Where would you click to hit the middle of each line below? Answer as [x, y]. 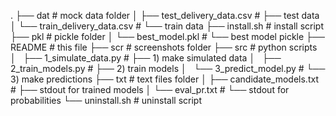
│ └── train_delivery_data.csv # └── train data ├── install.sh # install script [167, 26]
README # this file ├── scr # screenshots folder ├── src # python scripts [164, 47]
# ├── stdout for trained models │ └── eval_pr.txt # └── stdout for [150, 89]
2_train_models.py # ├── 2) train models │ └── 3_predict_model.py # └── [168, 68]
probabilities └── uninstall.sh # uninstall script [106, 100]
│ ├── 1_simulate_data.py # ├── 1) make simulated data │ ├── [146, 58]
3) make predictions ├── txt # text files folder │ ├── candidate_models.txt [164, 79]
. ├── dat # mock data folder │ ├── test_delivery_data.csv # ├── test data [165, 15]
